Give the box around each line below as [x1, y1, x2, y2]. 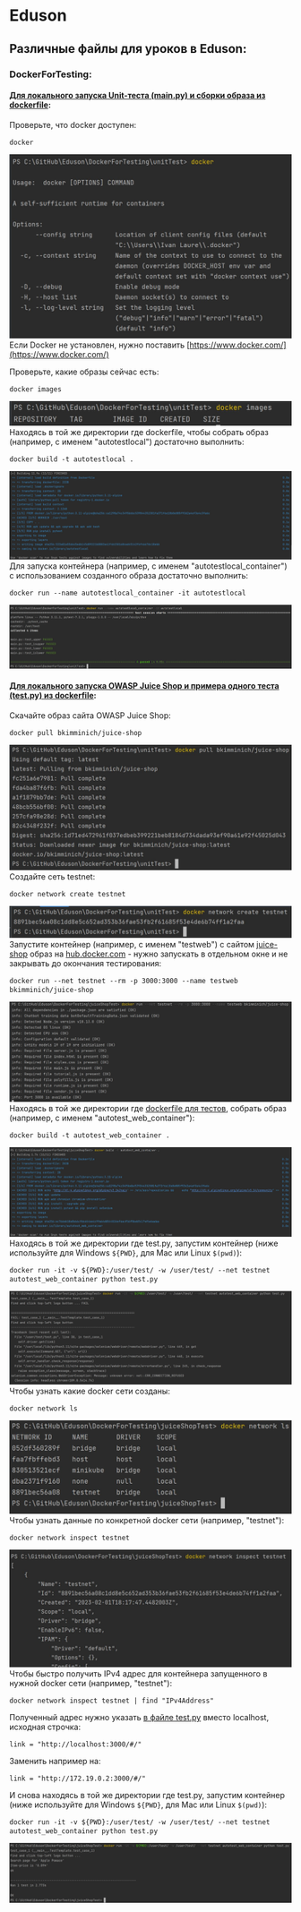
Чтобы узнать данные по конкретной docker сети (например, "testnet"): [9, 1514, 285, 1525]
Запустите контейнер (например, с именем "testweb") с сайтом [9, 939, 255, 950]
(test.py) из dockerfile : [9, 690, 97, 701]
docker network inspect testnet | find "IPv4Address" [9, 1696, 215, 1706]
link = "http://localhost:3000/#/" [9, 1740, 142, 1749]
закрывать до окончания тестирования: [9, 958, 162, 969]
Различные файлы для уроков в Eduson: [9, 41, 247, 56]
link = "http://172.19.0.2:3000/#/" [9, 1774, 146, 1783]
